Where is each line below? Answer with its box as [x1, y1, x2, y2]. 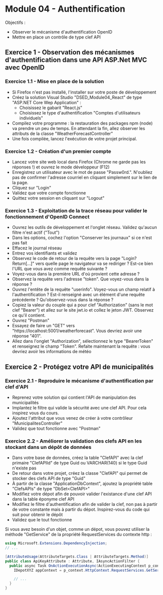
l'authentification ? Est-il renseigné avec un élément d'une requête [12, 292, 145, 297]
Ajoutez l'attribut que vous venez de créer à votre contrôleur [12, 415, 133, 421]
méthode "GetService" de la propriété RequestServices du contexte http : [5, 532, 152, 538]
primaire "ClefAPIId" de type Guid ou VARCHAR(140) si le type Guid [12, 460, 147, 466]
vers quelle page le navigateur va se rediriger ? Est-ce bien [35, 260, 154, 266]
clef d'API [5, 383, 29, 390]
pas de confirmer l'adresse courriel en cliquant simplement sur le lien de [12, 174, 157, 180]
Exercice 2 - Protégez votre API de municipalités [5, 363, 154, 371]
